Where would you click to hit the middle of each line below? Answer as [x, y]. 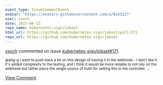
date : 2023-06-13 [23, 23]
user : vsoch [17, 19]
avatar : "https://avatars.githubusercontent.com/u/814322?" [68, 14]
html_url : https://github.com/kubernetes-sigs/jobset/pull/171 [71, 32]
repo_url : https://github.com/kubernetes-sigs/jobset [62, 37]
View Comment [21, 78]
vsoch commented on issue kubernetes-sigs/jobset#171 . [62, 51]
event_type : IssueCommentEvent [37, 10]
